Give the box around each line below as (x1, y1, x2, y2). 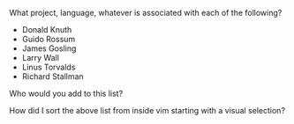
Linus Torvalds (21, 62, 76, 72)
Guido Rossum (21, 34, 76, 44)
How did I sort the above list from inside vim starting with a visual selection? (9, 106, 285, 115)
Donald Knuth (21, 25, 72, 34)
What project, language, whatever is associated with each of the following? (9, 8, 283, 18)
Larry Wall (21, 53, 60, 62)
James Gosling (21, 43, 77, 54)
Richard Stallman (21, 71, 84, 82)
